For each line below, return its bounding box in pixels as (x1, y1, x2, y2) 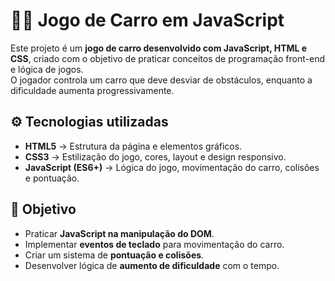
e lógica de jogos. (10, 63, 84, 75)
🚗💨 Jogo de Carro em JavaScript (10, 9, 285, 32)
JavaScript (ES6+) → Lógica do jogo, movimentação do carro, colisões (24, 161, 320, 173)
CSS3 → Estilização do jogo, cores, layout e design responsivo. (24, 150, 287, 163)
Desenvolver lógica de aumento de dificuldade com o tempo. (24, 259, 280, 271)
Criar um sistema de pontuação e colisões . (24, 249, 205, 261)
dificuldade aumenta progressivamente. (10, 84, 175, 96)
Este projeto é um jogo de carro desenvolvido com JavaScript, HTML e (10, 42, 308, 54)
